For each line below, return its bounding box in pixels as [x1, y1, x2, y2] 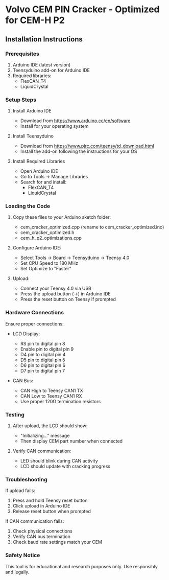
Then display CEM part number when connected [20, 438, 123, 444]
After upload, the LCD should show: [12, 423, 88, 429]
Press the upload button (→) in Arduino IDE [20, 291, 111, 297]
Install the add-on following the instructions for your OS [20, 148, 137, 154]
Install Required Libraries [12, 158, 65, 165]
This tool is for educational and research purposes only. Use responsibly [5, 563, 158, 569]
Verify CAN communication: [12, 448, 71, 454]
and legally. [5, 569, 30, 575]
